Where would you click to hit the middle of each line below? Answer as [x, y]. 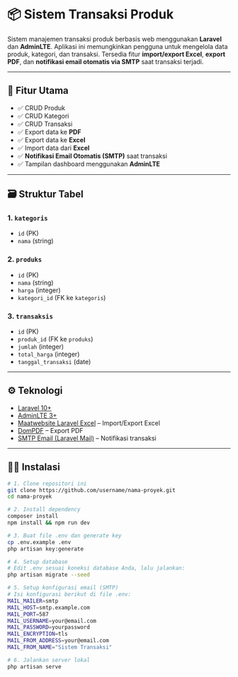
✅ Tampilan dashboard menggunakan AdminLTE [89, 164]
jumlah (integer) [41, 347]
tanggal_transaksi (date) [54, 362]
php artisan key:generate [45, 549]
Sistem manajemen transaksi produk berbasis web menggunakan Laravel [114, 39]
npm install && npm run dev [49, 523]
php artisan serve [34, 666]
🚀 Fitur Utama [38, 91]
